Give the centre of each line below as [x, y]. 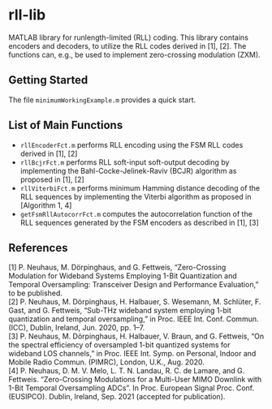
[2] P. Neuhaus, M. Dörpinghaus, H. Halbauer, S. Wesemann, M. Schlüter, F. [135, 302]
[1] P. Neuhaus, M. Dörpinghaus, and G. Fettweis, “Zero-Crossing [117, 267]
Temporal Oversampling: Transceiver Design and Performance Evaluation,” [134, 285]
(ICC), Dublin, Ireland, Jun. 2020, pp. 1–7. [77, 328]
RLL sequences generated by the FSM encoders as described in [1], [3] [140, 222]
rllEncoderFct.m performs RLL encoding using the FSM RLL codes [132, 144]
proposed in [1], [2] [52, 179]
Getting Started [48, 80]
